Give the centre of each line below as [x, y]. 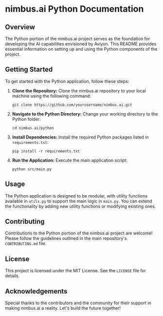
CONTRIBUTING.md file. [26, 244]
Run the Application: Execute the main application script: [70, 160]
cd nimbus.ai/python [33, 128]
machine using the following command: [52, 96]
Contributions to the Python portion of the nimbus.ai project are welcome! [79, 233]
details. [12, 276]
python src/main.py [32, 169]
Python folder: [26, 119]
